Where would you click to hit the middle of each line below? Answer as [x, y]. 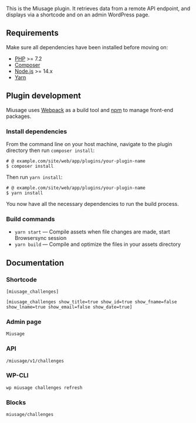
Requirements [32, 33]
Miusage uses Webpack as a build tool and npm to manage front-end [90, 110]
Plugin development [43, 96]
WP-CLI [17, 375]
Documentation [35, 263]
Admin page [24, 322]
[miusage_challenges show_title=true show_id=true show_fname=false [92, 302]
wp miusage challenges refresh [44, 388]
